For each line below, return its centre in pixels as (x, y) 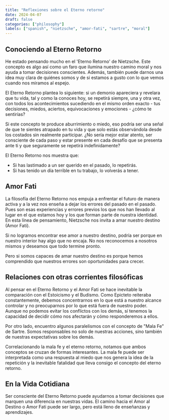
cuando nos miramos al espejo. (38, 83)
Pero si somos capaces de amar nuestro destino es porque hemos (74, 256)
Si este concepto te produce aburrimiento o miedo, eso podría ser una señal (84, 124)
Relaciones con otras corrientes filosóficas (74, 277)
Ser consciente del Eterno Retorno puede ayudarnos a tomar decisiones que (85, 396)
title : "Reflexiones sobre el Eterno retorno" (55, 10)
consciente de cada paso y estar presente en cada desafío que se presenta (84, 140)
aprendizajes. (19, 412)
